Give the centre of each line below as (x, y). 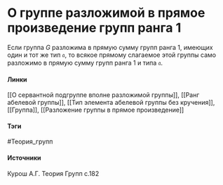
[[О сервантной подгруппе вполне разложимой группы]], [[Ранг (103, 95)
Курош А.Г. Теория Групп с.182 (53, 173)
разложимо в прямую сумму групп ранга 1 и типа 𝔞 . (85, 63)
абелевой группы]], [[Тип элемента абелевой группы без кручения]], (111, 103)
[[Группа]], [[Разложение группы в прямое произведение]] (96, 110)
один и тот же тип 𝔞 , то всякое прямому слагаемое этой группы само (111, 55)
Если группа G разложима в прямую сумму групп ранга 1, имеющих (110, 47)
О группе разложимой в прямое (106, 13)
